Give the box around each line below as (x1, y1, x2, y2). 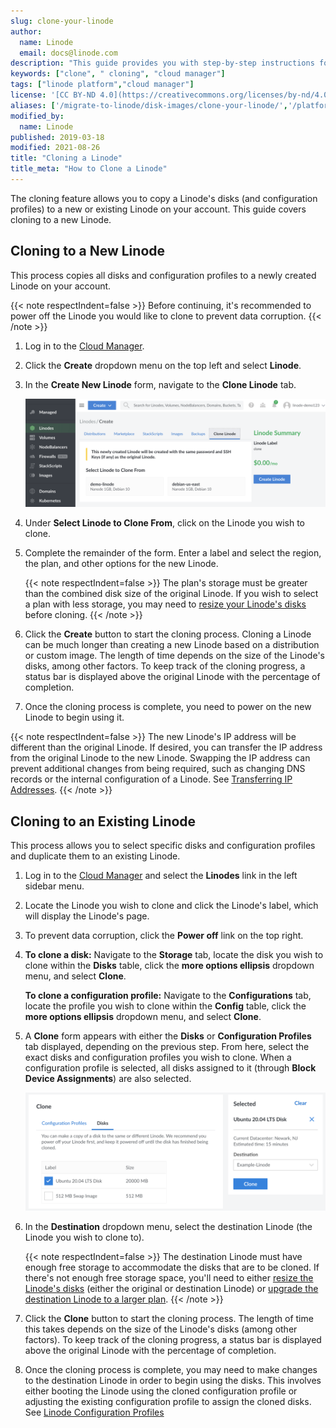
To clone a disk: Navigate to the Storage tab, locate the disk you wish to (24, 949, 324, 960)
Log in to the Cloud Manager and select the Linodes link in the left (24, 870, 298, 881)
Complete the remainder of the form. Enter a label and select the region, (24, 547, 322, 559)
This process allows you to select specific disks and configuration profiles (10, 840, 316, 851)
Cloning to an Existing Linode (10, 813, 197, 830)
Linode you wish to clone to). (24, 1231, 145, 1243)
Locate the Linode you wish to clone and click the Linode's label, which (24, 900, 319, 911)
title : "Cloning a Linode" (10, 153, 123, 164)
